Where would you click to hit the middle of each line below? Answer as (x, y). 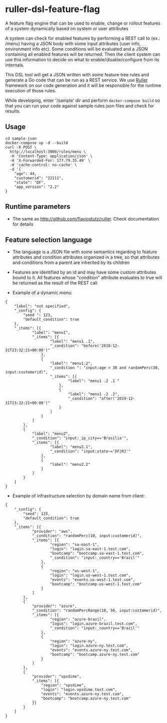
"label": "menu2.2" (70, 465)
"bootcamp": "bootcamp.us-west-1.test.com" (96, 584)
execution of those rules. (31, 90)
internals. (15, 65)
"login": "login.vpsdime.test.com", (79, 690)
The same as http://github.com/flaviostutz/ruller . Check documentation (85, 219)
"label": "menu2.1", (71, 447)
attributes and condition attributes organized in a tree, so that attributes (86, 257)
